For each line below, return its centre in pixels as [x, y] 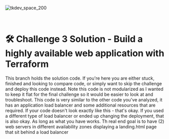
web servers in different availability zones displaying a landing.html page [81, 126]
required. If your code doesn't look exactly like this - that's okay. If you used [85, 110]
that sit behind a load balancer [37, 132]
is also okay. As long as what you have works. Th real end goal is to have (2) [85, 121]
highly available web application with [85, 54]
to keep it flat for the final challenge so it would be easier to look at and [79, 94]
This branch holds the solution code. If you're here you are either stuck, [80, 78]
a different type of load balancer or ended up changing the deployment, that [85, 116]
